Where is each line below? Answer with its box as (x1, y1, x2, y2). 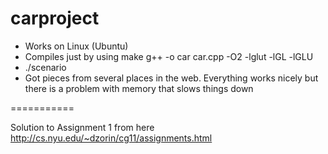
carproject (10, 7, 100, 30)
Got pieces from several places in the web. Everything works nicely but (24, 72, 319, 84)
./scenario (24, 61, 67, 73)
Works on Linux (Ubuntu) (24, 40, 129, 52)
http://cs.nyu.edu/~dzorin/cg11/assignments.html (10, 132, 213, 144)
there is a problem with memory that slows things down (24, 82, 254, 94)
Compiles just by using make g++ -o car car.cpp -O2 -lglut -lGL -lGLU (24, 50, 314, 62)
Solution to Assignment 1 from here (10, 121, 155, 133)
